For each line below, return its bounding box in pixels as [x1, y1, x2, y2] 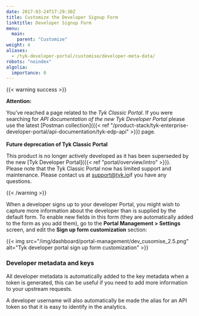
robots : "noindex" [6, 58, 52, 64]
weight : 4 [6, 42, 31, 48]
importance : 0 [11, 70, 46, 76]
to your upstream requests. [6, 285, 72, 292]
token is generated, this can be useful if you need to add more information [6, 278, 188, 286]
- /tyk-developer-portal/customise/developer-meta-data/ [11, 53, 156, 59]
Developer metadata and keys [6, 259, 94, 267]
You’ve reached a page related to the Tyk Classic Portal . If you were [6, 109, 173, 116]
